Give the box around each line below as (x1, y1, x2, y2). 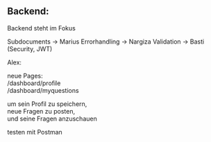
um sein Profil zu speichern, (7, 100, 87, 108)
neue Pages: (7, 71, 43, 80)
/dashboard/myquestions (7, 86, 79, 94)
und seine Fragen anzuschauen (7, 114, 97, 123)
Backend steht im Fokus (7, 24, 76, 32)
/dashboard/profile (7, 79, 61, 87)
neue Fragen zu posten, (7, 107, 75, 115)
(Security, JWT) (7, 44, 53, 53)
